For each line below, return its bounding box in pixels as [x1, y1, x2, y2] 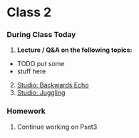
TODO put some [16, 60, 65, 68]
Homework [6, 106, 46, 116]
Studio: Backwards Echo [16, 81, 90, 90]
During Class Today [6, 30, 76, 40]
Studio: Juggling [16, 88, 66, 97]
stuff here [16, 67, 46, 75]
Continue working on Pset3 [16, 122, 98, 131]
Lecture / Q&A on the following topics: [16, 46, 133, 54]
